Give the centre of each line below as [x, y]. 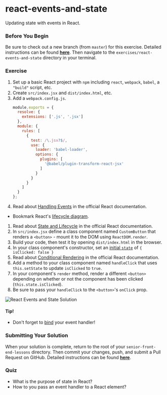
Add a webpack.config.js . [39, 98]
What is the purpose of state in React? [52, 381]
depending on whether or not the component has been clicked [78, 279]
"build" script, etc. [32, 87]
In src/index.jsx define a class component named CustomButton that [84, 231]
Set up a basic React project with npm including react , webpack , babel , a [86, 82]
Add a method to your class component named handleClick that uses [85, 263]
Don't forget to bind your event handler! [54, 323]
